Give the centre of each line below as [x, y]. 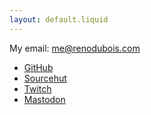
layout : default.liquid [59, 19]
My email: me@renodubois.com [75, 48]
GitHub [38, 67]
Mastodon [44, 99]
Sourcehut [45, 78]
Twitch [37, 88]
